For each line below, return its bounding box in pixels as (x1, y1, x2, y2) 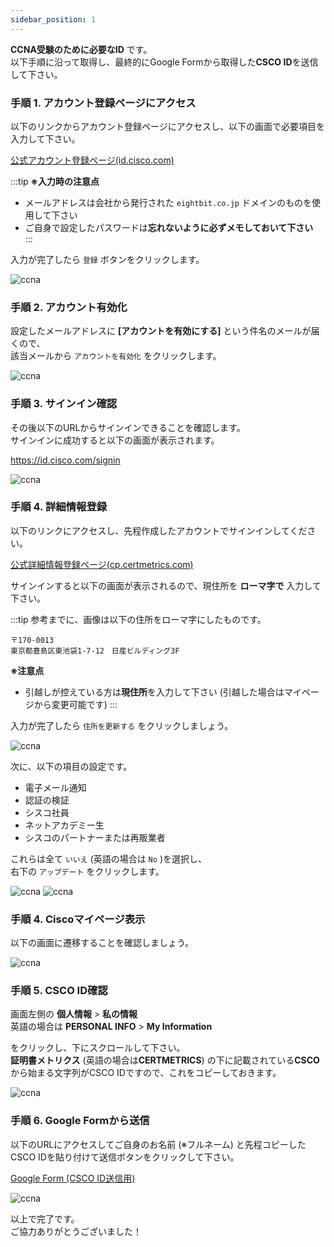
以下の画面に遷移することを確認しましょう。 (10, 937, 195, 949)
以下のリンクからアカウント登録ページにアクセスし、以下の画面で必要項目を (10, 120, 326, 132)
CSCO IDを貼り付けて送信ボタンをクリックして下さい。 (10, 1151, 240, 1163)
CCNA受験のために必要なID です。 (10, 43, 153, 55)
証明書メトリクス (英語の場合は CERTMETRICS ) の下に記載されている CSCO (10, 1054, 320, 1066)
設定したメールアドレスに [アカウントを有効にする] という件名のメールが (10, 325, 312, 337)
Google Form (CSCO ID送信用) (10, 1172, 136, 1184)
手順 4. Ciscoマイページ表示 (10, 912, 146, 926)
